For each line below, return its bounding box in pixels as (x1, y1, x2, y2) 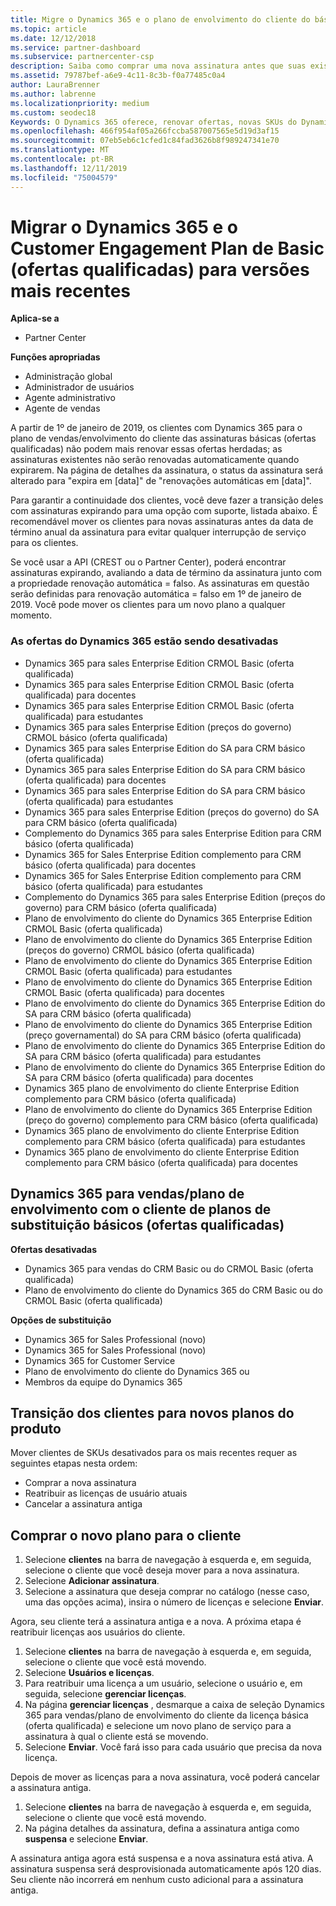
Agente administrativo (24, 392, 116, 404)
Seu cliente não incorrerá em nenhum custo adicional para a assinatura (10, 1874, 304, 1886)
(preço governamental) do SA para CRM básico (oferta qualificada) (24, 1029, 302, 1041)
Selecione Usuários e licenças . (24, 1667, 155, 1679)
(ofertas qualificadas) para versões (10, 258, 310, 281)
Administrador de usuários (24, 381, 135, 393)
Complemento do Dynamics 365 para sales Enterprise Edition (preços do (24, 891, 326, 903)
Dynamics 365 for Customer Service (24, 1354, 176, 1366)
